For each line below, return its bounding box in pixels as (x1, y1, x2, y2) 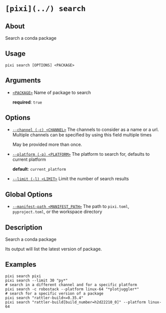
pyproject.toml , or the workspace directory (12, 209, 102, 215)
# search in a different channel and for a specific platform (5, 282, 137, 287)
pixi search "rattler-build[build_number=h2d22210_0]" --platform (5, 300, 146, 305)
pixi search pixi (5, 273, 41, 279)
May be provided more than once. (12, 141, 82, 148)
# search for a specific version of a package (5, 291, 104, 296)
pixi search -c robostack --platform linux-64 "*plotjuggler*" (5, 287, 140, 292)
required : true (12, 99, 42, 105)
